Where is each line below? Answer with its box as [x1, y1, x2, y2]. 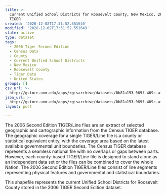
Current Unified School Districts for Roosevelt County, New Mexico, [9, 12, 156, 17]
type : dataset [5, 35, 35, 40]
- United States [9, 76, 43, 81]
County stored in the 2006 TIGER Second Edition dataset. [5, 185, 123, 190]
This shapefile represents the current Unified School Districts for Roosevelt [5, 179, 158, 185]
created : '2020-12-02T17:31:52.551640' [5, 21, 87, 26]
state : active [5, 30, 35, 35]
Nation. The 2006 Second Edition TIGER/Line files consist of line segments [5, 164, 158, 170]
